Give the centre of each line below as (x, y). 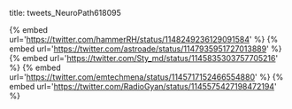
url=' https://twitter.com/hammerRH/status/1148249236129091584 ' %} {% (144, 39)
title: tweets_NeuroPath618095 (65, 13)
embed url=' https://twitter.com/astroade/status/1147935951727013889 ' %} (146, 49)
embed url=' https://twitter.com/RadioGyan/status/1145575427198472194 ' (143, 86)
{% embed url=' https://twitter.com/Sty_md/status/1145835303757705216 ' (144, 58)
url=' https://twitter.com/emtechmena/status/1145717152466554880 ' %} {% (146, 77)
